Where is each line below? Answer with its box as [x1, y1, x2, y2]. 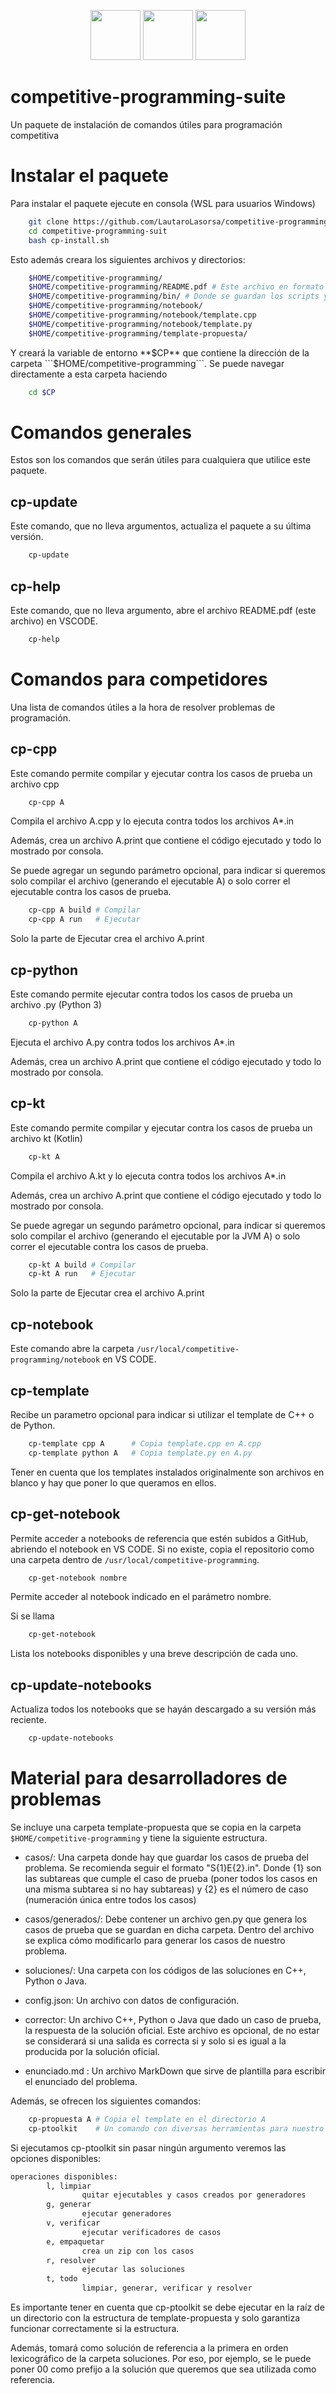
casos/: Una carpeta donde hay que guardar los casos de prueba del [24, 1851, 309, 1863]
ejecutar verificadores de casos [81, 2227, 222, 2237]
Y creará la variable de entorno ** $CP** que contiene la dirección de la [10, 346, 310, 359]
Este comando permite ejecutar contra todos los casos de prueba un [10, 988, 293, 1000]
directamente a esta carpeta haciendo [10, 368, 168, 380]
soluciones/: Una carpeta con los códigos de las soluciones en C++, [24, 1964, 307, 1976]
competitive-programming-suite [10, 86, 287, 109]
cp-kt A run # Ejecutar [28, 1269, 137, 1279]
